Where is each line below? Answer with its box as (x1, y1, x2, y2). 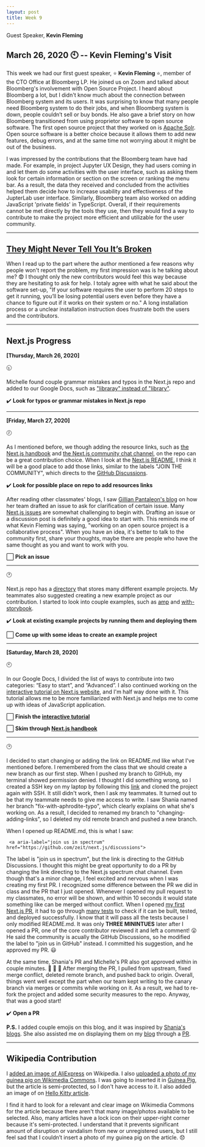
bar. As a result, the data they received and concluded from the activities (6, 181, 189, 189)
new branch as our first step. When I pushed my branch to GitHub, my (6, 769, 182, 777)
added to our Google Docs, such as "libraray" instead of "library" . (6, 384, 171, 392)
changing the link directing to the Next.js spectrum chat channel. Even (6, 868, 183, 875)
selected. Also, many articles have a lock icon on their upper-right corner (6, 1114, 190, 1121)
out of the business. (6, 143, 57, 151)
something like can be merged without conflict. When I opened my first (6, 900, 185, 908)
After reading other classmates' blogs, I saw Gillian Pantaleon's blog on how (6, 495, 198, 503)
